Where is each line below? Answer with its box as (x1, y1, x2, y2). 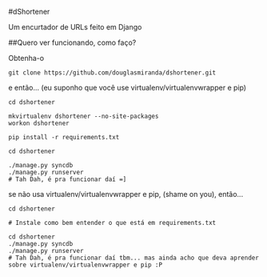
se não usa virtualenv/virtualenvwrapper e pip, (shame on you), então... (8, 190, 244, 199)
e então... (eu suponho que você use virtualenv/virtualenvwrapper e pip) (8, 83, 246, 92)
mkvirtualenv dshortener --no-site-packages (8, 112, 159, 120)
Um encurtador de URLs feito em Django (8, 22, 142, 31)
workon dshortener (8, 119, 70, 127)
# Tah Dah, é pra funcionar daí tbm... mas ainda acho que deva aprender (8, 254, 260, 262)
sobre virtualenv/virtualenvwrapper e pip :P (8, 261, 162, 269)
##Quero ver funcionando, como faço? (8, 38, 137, 47)
